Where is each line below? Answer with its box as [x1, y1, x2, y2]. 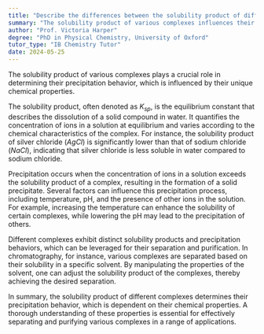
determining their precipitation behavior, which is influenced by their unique [8, 78, 253, 87]
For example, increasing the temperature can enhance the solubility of [8, 202, 236, 212]
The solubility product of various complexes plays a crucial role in [8, 70, 222, 79]
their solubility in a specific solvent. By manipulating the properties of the [8, 259, 245, 269]
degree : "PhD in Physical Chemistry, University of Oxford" [8, 33, 210, 42]
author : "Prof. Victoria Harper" [8, 26, 118, 34]
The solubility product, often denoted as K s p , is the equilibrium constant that [8, 102, 255, 113]
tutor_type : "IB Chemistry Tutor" [8, 41, 122, 49]
